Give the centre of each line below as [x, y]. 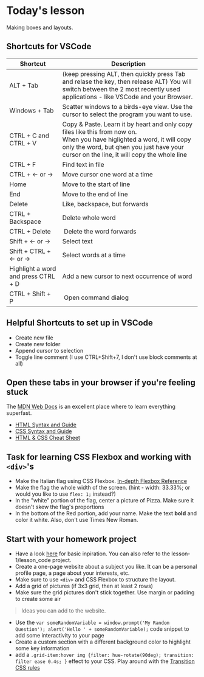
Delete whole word [89, 218]
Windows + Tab [32, 110]
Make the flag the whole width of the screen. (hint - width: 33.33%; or [103, 488]
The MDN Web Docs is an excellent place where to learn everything [91, 407]
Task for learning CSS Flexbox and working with [99, 457]
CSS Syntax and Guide [43, 431]
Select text [77, 241]
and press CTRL [32, 276]
